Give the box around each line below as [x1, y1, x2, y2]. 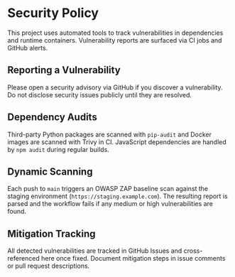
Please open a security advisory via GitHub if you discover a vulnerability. [7, 83, 223, 92]
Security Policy [7, 5, 99, 21]
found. [7, 207, 27, 216]
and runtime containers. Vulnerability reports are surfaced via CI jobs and [7, 36, 222, 44]
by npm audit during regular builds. [7, 145, 110, 153]
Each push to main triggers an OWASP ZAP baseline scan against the [7, 185, 209, 193]
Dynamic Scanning [7, 165, 93, 178]
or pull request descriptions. [7, 261, 90, 271]
